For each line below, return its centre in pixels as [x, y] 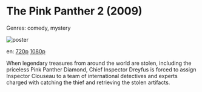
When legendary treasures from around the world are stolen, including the [99, 63]
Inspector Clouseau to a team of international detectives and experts [92, 76]
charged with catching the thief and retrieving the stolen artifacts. [88, 82]
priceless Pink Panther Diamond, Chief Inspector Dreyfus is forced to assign [101, 69]
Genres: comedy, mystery [39, 28]
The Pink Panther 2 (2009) [74, 11]
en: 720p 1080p [26, 51]
